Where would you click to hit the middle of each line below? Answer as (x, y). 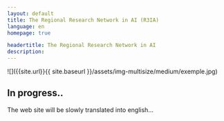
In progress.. (35, 93)
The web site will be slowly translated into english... (81, 110)
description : (26, 52)
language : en (26, 26)
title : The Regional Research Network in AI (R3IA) (83, 20)
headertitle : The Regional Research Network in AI (82, 46)
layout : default (30, 13)
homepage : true (29, 33)
